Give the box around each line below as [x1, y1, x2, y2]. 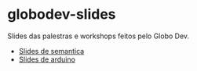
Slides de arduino [18, 55, 76, 64]
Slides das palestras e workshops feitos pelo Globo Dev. [7, 31, 190, 41]
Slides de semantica [18, 46, 85, 55]
